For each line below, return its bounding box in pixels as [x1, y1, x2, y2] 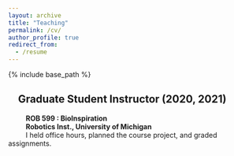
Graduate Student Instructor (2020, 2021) [17, 92, 227, 106]
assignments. [8, 139, 52, 148]
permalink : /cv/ [8, 26, 61, 34]
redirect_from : [8, 41, 58, 49]
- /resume [15, 48, 47, 56]
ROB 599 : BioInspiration [25, 113, 108, 123]
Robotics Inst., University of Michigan [25, 121, 152, 131]
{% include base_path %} [8, 70, 91, 79]
